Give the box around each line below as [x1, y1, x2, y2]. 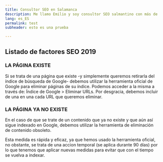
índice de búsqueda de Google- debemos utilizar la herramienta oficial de [5, 78, 153, 84]
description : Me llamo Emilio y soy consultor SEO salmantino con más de [5, 12, 158, 17]
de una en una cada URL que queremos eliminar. [5, 93, 103, 100]
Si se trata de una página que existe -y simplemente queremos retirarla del [5, 73, 155, 79]
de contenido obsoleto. [5, 127, 52, 133]
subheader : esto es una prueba [5, 25, 69, 30]
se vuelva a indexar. [5, 152, 45, 158]
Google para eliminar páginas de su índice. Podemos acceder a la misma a [5, 83, 155, 89]
